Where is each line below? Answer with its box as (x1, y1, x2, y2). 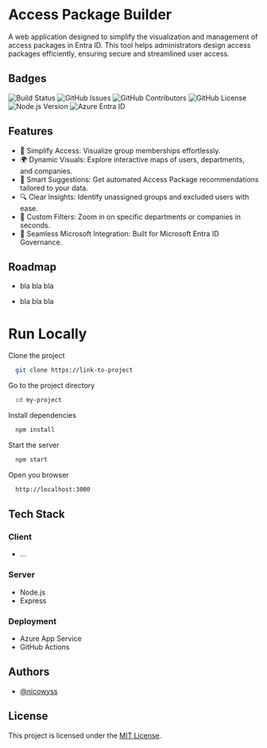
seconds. (19, 220, 51, 230)
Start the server (8, 440, 60, 450)
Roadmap (8, 260, 57, 274)
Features (8, 125, 53, 138)
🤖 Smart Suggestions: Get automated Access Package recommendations (19, 174, 259, 184)
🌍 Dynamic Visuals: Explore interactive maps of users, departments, (19, 154, 245, 164)
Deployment (8, 615, 57, 626)
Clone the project (8, 351, 65, 360)
